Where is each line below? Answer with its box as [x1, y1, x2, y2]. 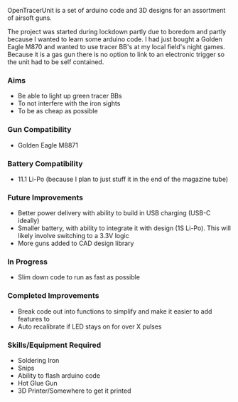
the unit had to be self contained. [7, 58, 104, 66]
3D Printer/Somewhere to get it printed [17, 386, 131, 395]
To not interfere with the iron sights [17, 99, 121, 108]
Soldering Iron [17, 356, 60, 365]
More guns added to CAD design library [17, 239, 134, 248]
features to [17, 314, 50, 323]
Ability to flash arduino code [17, 371, 101, 380]
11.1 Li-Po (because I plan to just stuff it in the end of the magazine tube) [17, 175, 229, 183]
